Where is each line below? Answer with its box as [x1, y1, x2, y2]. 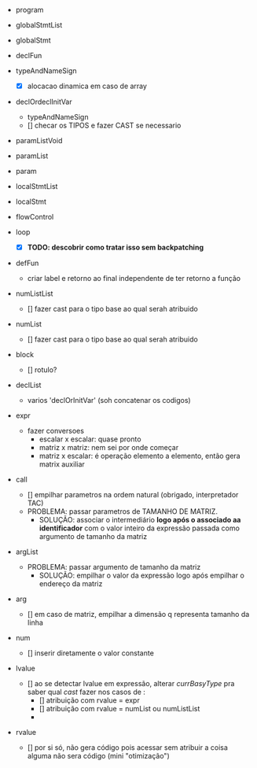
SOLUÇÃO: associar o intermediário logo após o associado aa [39, 515, 241, 525]
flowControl [15, 212, 54, 222]
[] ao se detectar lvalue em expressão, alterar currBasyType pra [27, 679, 235, 689]
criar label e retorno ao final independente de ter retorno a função [27, 274, 241, 283]
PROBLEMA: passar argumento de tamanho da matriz [27, 563, 201, 572]
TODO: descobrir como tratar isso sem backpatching [27, 242, 204, 253]
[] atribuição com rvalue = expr [39, 696, 140, 705]
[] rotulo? [27, 365, 57, 375]
